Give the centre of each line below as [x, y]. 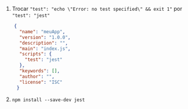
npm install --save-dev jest [48, 100]
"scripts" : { [35, 54]
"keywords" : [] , [39, 71]
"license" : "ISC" [41, 82]
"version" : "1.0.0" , [45, 37]
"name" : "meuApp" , [42, 32]
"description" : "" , [43, 43]
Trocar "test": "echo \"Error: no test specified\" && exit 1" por [97, 9]
